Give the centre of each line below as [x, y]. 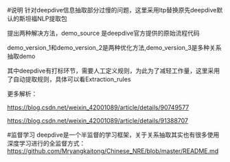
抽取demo [21, 56]
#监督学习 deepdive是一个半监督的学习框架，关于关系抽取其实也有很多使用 [113, 135]
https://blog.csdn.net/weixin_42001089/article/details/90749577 [98, 107]
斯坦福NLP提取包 [43, 18]
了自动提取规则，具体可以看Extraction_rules [69, 79]
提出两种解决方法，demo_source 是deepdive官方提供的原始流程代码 [104, 33]
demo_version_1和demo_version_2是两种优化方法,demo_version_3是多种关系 [114, 48]
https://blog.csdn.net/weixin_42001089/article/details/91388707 [98, 121]
